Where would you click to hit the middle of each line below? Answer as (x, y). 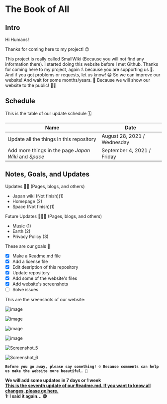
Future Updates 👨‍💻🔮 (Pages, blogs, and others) (54, 216)
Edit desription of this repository (45, 267)
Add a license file (30, 261)
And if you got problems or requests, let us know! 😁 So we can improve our (83, 75)
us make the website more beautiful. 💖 (46, 371)
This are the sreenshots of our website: (45, 300)
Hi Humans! (17, 39)
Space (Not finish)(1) (33, 206)
